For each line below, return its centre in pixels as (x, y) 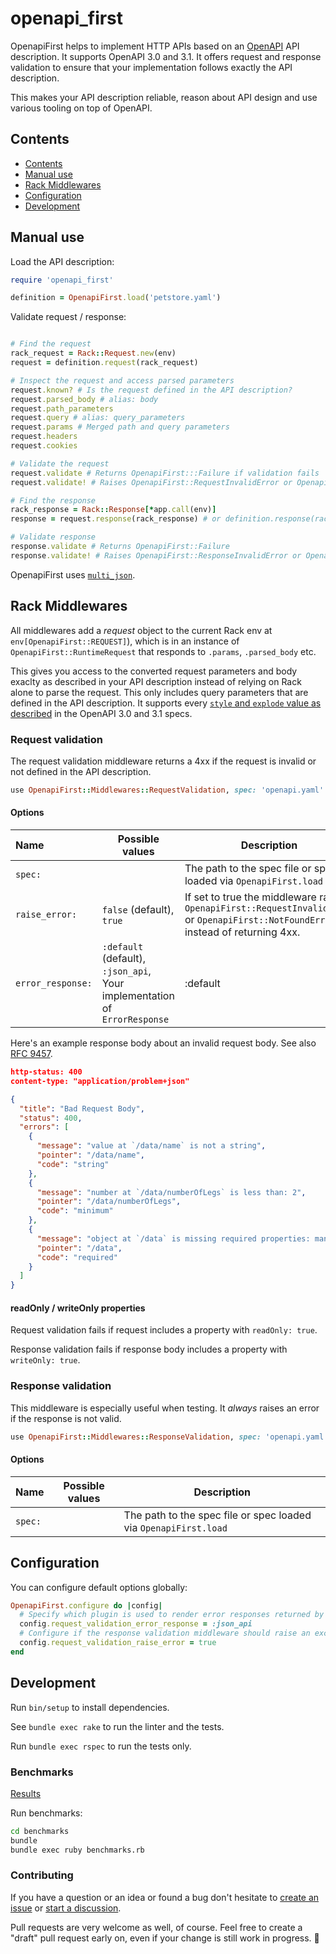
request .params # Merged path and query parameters (120, 427)
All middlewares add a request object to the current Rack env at (141, 630)
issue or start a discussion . (66, 1908)
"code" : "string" (73, 1164)
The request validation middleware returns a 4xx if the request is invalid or (163, 761)
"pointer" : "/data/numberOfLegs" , (109, 1202)
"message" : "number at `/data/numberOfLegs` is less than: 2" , (171, 1192)
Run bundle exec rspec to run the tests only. (101, 1746)
